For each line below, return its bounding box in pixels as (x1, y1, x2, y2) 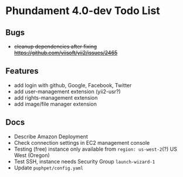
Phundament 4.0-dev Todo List (5, 4, 161, 18)
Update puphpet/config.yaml (13, 164, 83, 171)
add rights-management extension (13, 94, 98, 101)
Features (5, 66, 39, 76)
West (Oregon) (13, 151, 50, 159)
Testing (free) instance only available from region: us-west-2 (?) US (13, 145, 177, 152)
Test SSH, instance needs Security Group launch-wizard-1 (13, 158, 155, 165)
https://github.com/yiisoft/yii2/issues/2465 (13, 49, 118, 56)
